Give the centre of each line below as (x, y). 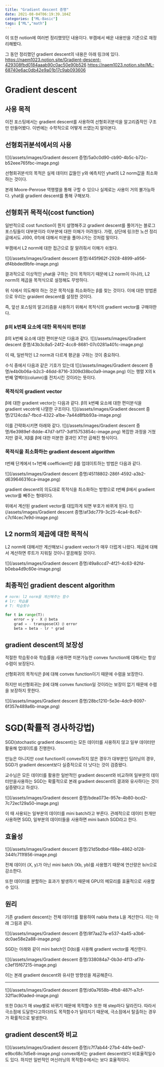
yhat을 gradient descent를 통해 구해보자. (51, 196)
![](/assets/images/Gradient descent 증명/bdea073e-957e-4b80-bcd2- (76, 798)
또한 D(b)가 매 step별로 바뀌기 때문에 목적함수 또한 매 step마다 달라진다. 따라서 (81, 1005)
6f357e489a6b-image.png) (32, 707)
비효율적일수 (144, 1053)
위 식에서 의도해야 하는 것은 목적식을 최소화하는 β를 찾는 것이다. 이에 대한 (74, 290)
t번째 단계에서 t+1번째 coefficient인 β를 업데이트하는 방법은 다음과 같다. (73, 463)
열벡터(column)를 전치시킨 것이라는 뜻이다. (55, 378)
